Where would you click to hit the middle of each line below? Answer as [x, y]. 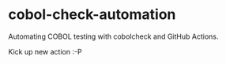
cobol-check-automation [92, 15]
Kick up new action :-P [45, 51]
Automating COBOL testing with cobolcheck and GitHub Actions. [113, 36]
